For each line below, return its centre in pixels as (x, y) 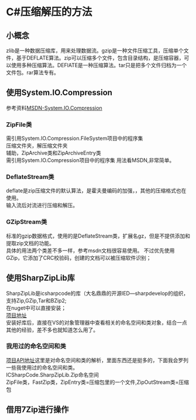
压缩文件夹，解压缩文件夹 (37, 146)
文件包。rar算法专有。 (33, 73)
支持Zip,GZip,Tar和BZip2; (36, 300)
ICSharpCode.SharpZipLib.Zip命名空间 (53, 374)
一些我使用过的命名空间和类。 (42, 367)
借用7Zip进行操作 (37, 410)
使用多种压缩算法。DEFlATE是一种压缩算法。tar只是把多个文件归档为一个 (99, 65)
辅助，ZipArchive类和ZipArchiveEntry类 (54, 153)
